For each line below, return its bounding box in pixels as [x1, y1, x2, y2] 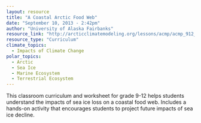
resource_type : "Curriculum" [6, 37, 79, 43]
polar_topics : [6, 53, 42, 59]
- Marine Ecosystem [11, 70, 60, 76]
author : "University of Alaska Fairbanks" [6, 25, 114, 32]
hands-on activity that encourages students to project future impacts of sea [6, 105, 193, 112]
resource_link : [6, 31, 44, 37]
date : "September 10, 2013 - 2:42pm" [6, 20, 100, 26]
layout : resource [6, 8, 50, 15]
